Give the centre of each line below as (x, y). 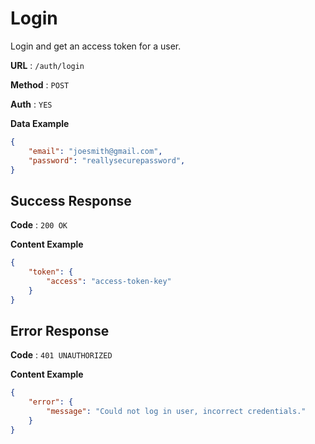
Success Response (71, 200)
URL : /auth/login (47, 65)
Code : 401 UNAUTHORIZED (61, 355)
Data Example (40, 123)
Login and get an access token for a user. (96, 46)
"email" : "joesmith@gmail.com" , (95, 151)
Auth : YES (31, 104)
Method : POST (40, 84)
